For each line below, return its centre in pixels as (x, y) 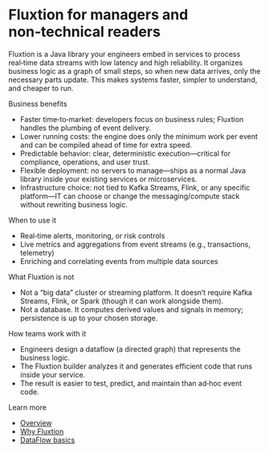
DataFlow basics (47, 440)
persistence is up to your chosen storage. (89, 318)
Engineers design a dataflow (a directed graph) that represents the (130, 349)
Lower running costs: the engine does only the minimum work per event (139, 136)
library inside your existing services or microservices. (108, 179)
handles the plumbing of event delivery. (85, 128)
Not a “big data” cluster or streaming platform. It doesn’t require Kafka (136, 292)
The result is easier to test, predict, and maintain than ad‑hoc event (131, 383)
